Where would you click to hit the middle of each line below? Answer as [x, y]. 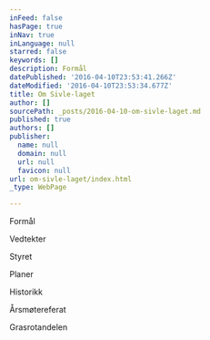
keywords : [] [34, 60]
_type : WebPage [38, 188]
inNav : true [32, 35]
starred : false [38, 52]
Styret [21, 257]
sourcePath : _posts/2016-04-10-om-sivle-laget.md [105, 111]
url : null [36, 162]
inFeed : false [36, 18]
